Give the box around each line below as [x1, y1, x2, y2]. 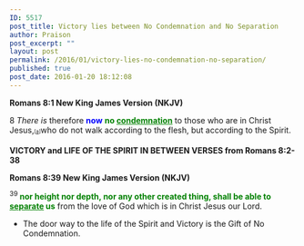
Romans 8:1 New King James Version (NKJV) [9, 97, 184, 108]
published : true [9, 64, 71, 74]
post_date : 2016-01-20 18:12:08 [9, 73, 132, 82]
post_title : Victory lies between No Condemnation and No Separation [9, 22, 279, 31]
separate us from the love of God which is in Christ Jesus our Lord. [9, 201, 262, 212]
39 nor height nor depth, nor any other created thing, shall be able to [9, 190, 271, 202]
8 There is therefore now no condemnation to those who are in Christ [9, 114, 271, 125]
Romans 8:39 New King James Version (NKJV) [9, 172, 190, 182]
